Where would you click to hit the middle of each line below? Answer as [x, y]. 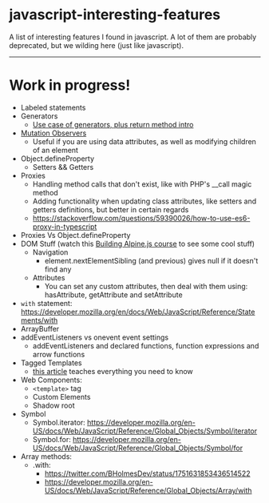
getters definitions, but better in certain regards [111, 209]
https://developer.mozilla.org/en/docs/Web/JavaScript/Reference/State [138, 312]
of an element [55, 150]
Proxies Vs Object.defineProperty [75, 235]
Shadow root [53, 405]
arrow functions [59, 354]
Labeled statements [53, 107]
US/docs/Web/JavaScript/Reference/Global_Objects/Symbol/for [137, 448]
